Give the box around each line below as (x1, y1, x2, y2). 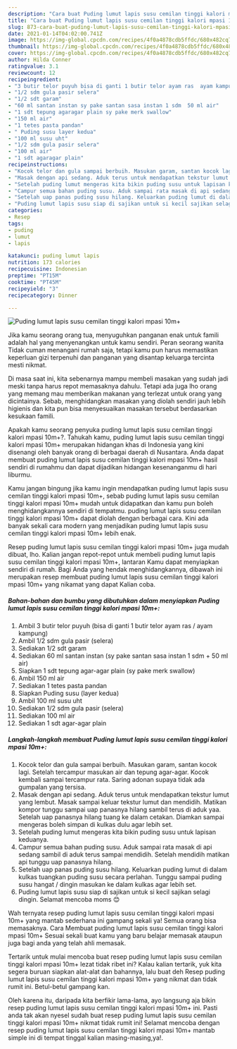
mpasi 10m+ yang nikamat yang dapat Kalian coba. (8, 580, 155, 589)
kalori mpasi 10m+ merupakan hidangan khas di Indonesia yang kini (8, 441, 205, 449)
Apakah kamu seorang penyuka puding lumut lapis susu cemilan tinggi (8, 426, 213, 434)
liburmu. (8, 470, 32, 479)
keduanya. (18, 835, 49, 844)
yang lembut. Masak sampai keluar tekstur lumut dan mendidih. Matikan (18, 798, 227, 806)
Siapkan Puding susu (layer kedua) (18, 689, 120, 698)
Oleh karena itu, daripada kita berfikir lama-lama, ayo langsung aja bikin (8, 996, 216, 1005)
